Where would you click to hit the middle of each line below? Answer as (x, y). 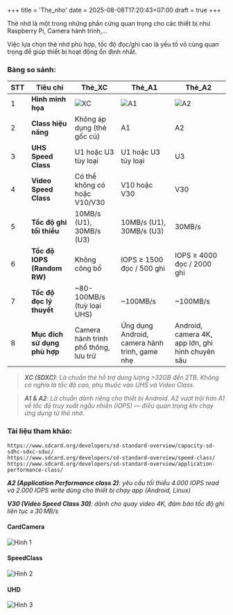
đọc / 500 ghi (143, 269)
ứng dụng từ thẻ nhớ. (54, 413)
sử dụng (45, 343)
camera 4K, (193, 335)
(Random (46, 269)
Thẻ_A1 (145, 87)
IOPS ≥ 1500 (142, 260)
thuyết (42, 310)
